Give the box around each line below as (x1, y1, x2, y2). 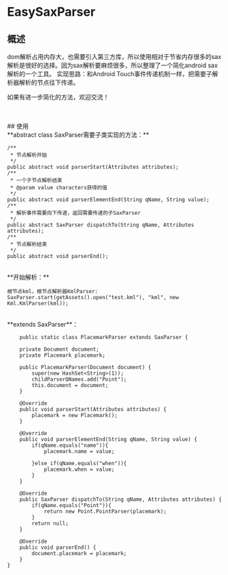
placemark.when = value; (43, 466, 115, 473)
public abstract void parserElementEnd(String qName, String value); (7, 196, 210, 203)
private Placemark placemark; (19, 352, 106, 359)
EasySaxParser (7, 4, 96, 20)
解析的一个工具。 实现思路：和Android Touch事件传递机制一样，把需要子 (7, 70, 212, 78)
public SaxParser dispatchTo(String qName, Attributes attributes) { (19, 496, 223, 503)
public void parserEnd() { (19, 544, 97, 551)
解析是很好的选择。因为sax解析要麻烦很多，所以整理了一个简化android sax (7, 61, 218, 69)
